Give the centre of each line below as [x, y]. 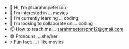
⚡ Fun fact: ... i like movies [37, 42]
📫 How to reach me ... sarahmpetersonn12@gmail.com [67, 29]
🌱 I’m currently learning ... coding [44, 18]
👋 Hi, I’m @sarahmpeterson [38, 8]
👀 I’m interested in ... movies [39, 13]
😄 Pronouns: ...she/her [34, 36]
